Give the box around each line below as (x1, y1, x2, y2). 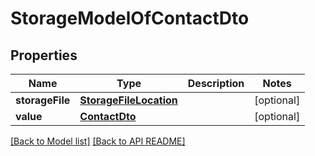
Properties (10, 47, 78, 64)
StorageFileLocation (79, 93, 178, 107)
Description (187, 77, 245, 90)
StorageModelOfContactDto (10, 7, 250, 30)
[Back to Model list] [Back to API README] (10, 135, 186, 147)
